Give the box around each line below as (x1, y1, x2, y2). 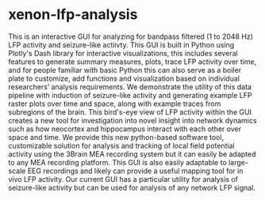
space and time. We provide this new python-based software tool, (8, 132, 225, 142)
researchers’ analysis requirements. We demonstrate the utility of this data (8, 81, 252, 92)
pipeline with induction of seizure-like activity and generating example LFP (8, 90, 252, 100)
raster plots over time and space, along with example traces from (8, 99, 221, 108)
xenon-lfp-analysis (8, 6, 138, 24)
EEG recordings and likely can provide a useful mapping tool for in (27, 166, 244, 175)
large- (229, 157, 248, 167)
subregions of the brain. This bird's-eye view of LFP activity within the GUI (8, 107, 252, 116)
